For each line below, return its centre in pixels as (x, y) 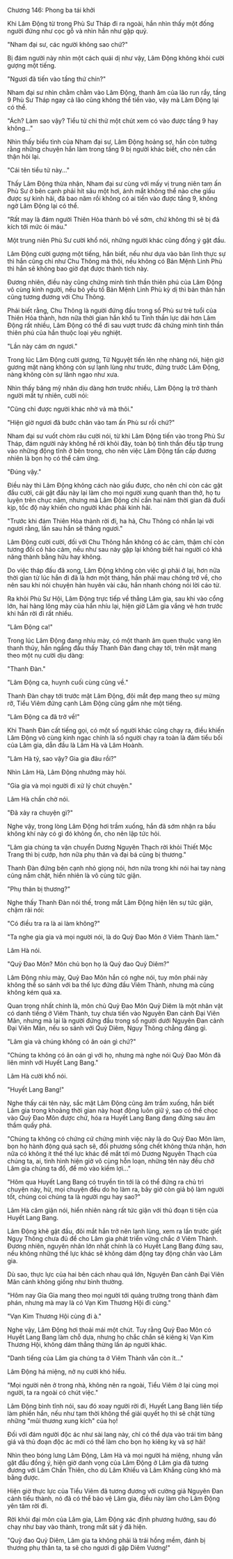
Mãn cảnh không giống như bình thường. (65, 1282)
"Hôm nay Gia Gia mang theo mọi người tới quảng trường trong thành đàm (113, 1295)
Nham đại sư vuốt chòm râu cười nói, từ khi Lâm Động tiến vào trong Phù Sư (116, 436)
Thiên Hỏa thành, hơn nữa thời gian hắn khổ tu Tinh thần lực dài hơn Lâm (112, 318)
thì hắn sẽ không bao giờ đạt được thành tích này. (78, 269)
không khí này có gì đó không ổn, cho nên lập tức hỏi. (84, 834)
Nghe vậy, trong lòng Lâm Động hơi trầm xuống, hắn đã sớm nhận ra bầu (112, 826)
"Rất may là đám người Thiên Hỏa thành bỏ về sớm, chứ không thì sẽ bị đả (113, 219)
